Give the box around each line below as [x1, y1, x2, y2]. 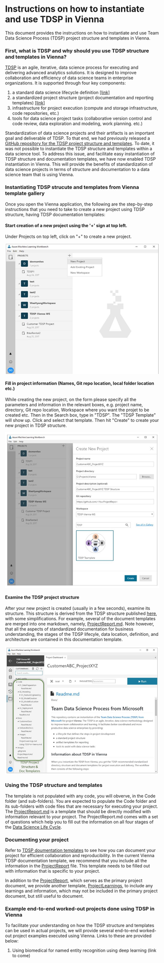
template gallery [5, 190, 45, 197]
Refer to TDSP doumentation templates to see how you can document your [5, 847, 156, 853]
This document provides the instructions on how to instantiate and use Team [5, 30, 159, 36]
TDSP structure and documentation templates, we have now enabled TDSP [5, 156, 156, 162]
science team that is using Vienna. [5, 172, 74, 178]
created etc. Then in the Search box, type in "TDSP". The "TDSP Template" [5, 412, 156, 418]
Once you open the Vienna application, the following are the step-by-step [5, 201, 153, 207]
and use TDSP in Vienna [5, 14, 104, 25]
